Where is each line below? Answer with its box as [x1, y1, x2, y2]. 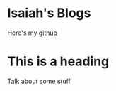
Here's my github [7, 28, 58, 37]
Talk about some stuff [7, 77, 71, 85]
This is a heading [7, 53, 110, 70]
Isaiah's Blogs [7, 5, 91, 21]
